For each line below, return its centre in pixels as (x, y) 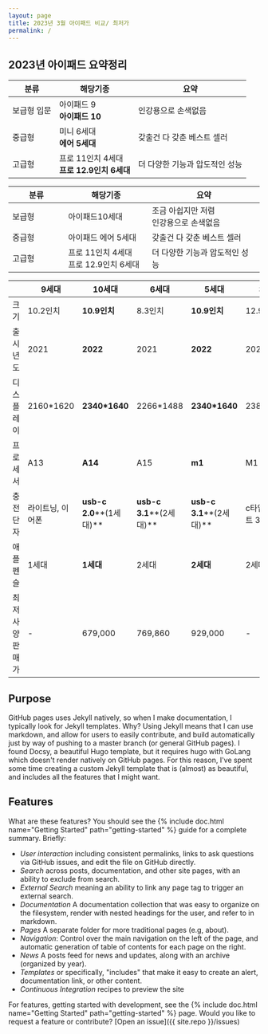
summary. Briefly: (37, 838)
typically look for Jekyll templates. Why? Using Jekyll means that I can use (131, 726)
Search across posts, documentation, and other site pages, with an (130, 871)
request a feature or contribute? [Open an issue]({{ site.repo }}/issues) (124, 1021)
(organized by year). (53, 963)
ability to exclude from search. (70, 879)
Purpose (30, 698)
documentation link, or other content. (81, 981)
